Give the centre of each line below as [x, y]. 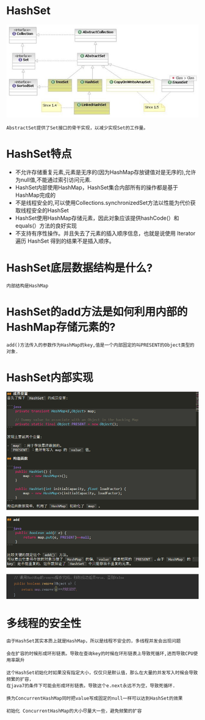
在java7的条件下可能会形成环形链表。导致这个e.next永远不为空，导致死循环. [91, 686]
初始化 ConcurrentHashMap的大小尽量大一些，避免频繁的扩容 [74, 711]
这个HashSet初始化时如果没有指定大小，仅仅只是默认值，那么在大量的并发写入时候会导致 [102, 673]
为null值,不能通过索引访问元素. [53, 180]
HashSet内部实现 [50, 377]
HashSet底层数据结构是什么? [80, 268]
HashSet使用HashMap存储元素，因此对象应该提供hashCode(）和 [97, 218]
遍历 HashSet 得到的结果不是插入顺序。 [65, 241]
